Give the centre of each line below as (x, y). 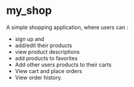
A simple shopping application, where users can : (67, 27)
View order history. (38, 77)
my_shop (29, 11)
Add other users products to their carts (63, 65)
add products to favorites (46, 58)
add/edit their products (43, 45)
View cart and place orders (48, 71)
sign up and (29, 39)
